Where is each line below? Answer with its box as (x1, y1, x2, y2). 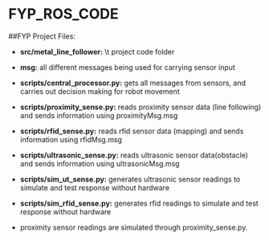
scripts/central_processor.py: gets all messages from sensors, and (19, 78, 247, 87)
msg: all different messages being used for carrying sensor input (19, 62, 235, 72)
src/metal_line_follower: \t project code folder (19, 47, 175, 56)
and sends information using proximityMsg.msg (19, 110, 178, 120)
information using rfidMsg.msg (19, 134, 123, 144)
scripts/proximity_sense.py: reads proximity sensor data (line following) (19, 102, 262, 112)
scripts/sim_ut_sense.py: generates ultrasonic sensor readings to (19, 174, 241, 184)
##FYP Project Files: (8, 31, 76, 41)
